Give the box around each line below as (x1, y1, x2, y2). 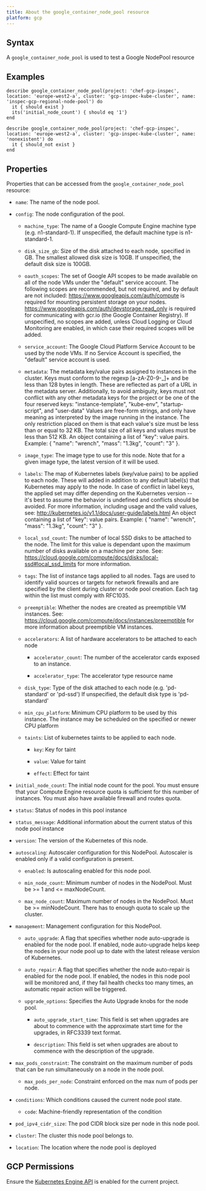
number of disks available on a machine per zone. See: (24, 547, 164, 554)
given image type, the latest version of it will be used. (24, 458, 159, 465)
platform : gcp (6, 15, 43, 21)
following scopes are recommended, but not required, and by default (24, 285, 199, 293)
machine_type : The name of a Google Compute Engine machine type (24, 222, 196, 229)
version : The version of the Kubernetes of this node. (15, 836, 148, 844)
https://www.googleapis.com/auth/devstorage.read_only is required (24, 305, 196, 312)
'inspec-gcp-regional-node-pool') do (6, 99, 103, 105)
